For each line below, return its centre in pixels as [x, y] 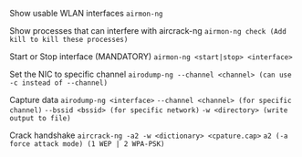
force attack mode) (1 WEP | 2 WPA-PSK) [88, 144]
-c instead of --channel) [58, 83]
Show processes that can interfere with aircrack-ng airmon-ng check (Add [148, 31]
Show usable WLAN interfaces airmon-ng [86, 13]
